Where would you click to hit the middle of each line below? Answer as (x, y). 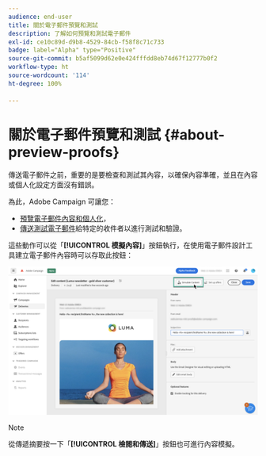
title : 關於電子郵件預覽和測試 (53, 25)
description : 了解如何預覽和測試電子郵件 (70, 33)
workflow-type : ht (38, 67)
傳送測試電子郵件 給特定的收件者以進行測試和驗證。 (103, 228)
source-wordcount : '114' (49, 75)
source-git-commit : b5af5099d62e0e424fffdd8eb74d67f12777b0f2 (113, 59)
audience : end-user (40, 17)
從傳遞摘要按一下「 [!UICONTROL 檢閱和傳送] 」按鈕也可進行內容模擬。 (123, 443)
